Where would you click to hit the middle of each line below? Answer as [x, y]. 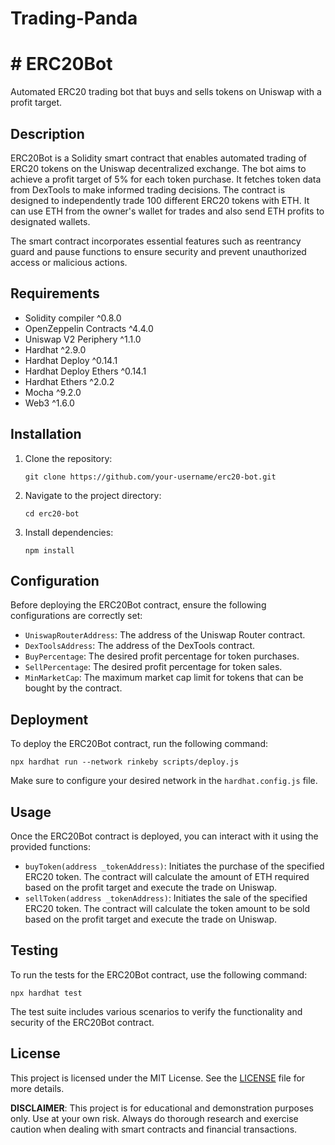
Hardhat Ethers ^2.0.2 [69, 381]
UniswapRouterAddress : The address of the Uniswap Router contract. [165, 635]
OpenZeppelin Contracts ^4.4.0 [89, 328]
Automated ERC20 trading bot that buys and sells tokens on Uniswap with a [166, 92]
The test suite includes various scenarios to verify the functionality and [156, 1011]
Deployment [49, 719]
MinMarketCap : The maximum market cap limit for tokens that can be [164, 678]
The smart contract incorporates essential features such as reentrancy [156, 241]
